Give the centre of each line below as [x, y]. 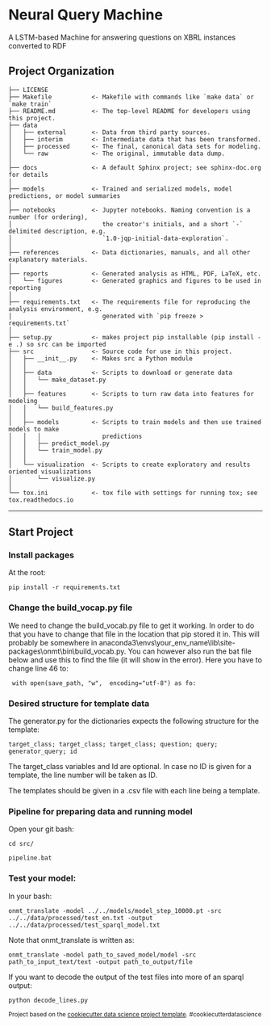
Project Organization [61, 71]
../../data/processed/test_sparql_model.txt [84, 925]
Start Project [41, 532]
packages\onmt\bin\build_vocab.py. [67, 651]
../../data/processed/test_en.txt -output [81, 918]
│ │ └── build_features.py [61, 408]
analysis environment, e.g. [56, 309]
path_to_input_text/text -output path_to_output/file [101, 962]
